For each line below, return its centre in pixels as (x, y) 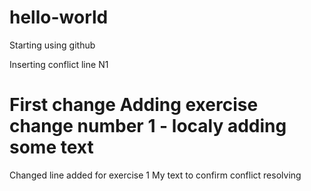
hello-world (59, 17)
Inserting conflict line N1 (59, 64)
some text (51, 147)
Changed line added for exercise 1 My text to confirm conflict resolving (155, 175)
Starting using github (52, 45)
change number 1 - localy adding (148, 126)
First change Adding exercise (134, 105)
